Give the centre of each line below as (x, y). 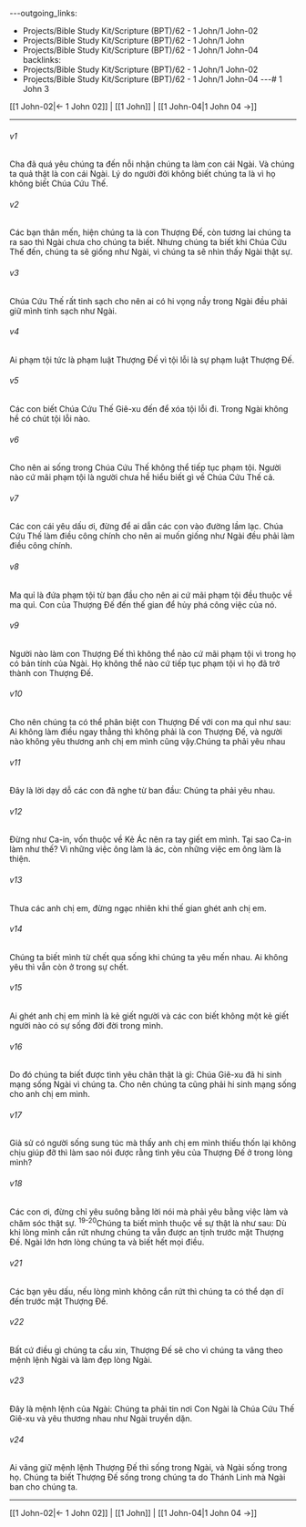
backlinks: (42, 60)
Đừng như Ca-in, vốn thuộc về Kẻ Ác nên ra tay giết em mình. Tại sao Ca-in (150, 840)
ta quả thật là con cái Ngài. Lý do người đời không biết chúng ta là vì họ (143, 174)
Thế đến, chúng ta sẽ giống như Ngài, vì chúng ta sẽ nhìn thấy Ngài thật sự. (151, 252)
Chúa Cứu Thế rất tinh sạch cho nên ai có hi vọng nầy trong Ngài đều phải (148, 301)
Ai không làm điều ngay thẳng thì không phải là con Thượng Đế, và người (146, 732)
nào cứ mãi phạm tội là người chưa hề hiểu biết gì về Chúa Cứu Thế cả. (143, 477)
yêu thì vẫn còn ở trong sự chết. (69, 967)
